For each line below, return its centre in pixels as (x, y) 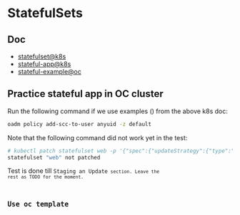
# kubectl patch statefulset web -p (62, 151)
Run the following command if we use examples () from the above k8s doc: (118, 111)
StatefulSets (45, 13)
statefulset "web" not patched (54, 157)
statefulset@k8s (42, 56)
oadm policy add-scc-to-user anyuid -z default (80, 124)
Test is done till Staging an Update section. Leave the (84, 171)
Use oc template (38, 204)
